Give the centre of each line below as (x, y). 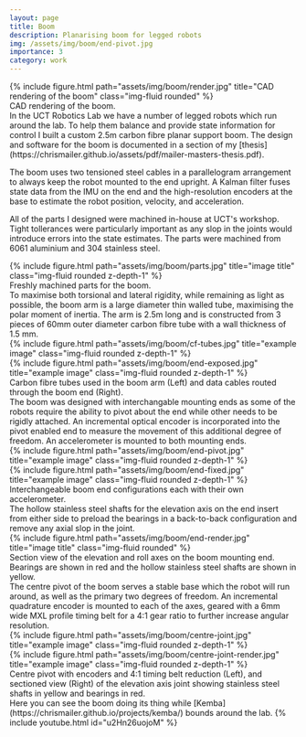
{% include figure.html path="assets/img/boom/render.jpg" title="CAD (142, 86)
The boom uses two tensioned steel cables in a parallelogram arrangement (150, 172)
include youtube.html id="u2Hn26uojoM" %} (94, 722)
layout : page (34, 18)
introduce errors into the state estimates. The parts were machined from (145, 238)
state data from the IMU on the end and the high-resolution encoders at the (151, 192)
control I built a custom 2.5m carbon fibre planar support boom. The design (152, 135)
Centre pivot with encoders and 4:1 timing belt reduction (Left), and (136, 674)
